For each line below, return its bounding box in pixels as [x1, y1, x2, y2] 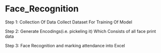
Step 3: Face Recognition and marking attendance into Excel [5, 42, 125, 48]
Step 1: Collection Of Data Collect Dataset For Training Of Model [5, 19, 132, 25]
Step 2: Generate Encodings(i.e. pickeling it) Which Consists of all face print [5, 28, 156, 34]
